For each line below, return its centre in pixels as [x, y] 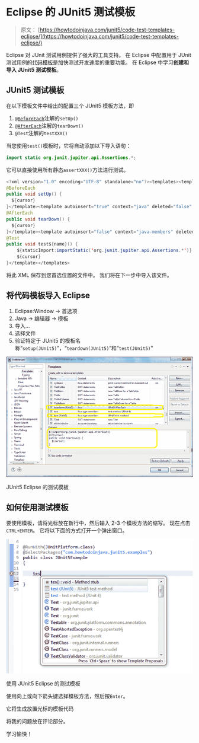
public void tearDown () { [38, 219]
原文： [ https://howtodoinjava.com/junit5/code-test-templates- [97, 30]
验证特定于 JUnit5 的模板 [45, 340]
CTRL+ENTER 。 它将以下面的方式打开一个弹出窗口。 [67, 530]
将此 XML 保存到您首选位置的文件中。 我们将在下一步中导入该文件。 [89, 275]
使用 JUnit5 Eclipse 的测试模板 [44, 684]
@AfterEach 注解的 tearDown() [49, 126]
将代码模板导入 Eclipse [48, 296]
